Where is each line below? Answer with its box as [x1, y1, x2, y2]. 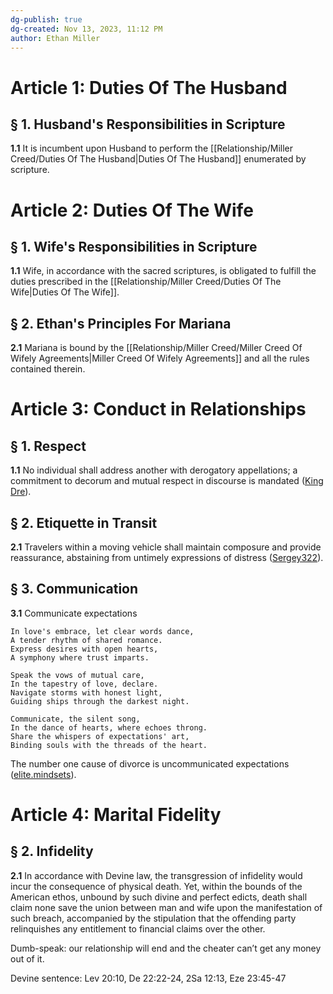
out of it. [10, 952, 45, 965]
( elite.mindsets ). [10, 768, 77, 780]
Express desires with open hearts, [10, 644, 159, 654]
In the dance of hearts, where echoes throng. [10, 722, 208, 733]
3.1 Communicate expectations [10, 607, 138, 619]
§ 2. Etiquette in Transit [10, 514, 158, 531]
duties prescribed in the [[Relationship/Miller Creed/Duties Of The [10, 276, 282, 288]
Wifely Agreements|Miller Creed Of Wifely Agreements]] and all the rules [10, 352, 310, 365]
